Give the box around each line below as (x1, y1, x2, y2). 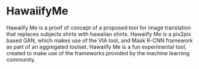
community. (6, 56, 36, 63)
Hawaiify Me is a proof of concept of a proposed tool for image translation (6, 24, 192, 31)
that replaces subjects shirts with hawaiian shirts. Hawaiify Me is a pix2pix (6, 30, 192, 37)
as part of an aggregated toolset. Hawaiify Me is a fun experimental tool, (6, 43, 187, 50)
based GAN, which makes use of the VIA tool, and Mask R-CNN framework (6, 37, 194, 44)
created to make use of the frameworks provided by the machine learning (6, 49, 190, 56)
